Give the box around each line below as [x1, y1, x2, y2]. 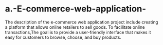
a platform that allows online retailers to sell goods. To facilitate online [5, 24, 145, 30]
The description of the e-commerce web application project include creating [5, 19, 159, 25]
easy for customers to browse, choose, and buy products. [5, 34, 122, 40]
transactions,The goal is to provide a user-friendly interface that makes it [5, 29, 151, 35]
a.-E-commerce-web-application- [5, 3, 146, 14]
